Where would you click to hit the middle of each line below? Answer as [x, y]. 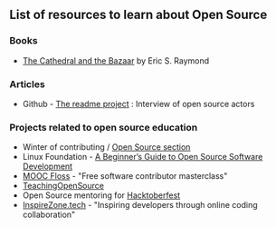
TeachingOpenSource [63, 186]
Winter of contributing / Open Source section [106, 147]
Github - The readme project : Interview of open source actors [138, 104]
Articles [27, 84]
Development [48, 166]
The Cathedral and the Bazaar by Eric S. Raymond [116, 60]
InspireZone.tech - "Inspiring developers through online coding [140, 205]
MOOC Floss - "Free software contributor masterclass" [125, 176]
